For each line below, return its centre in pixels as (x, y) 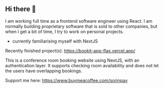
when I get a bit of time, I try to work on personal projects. (65, 31)
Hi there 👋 (21, 9)
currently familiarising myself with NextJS (55, 41)
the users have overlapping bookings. (44, 71)
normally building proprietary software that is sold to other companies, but (81, 26)
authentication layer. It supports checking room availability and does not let (82, 65)
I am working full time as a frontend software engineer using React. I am (79, 21)
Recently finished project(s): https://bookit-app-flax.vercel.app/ (70, 50)
